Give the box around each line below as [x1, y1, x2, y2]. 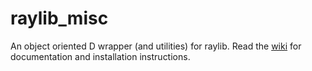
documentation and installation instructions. [10, 50, 191, 62]
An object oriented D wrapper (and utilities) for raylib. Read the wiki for [10, 40, 302, 52]
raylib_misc [10, 7, 109, 30]
